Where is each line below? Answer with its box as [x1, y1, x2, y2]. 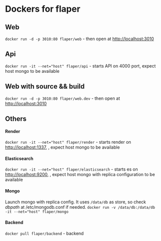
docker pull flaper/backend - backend [5, 230, 84, 236]
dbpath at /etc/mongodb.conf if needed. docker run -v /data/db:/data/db [5, 204, 155, 210]
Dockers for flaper [5, 3, 80, 15]
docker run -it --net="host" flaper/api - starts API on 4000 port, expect [5, 63, 156, 69]
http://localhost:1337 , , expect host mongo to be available [5, 144, 120, 150]
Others [5, 115, 27, 123]
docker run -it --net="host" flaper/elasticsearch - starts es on [5, 166, 138, 172]
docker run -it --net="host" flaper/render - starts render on [5, 139, 132, 145]
